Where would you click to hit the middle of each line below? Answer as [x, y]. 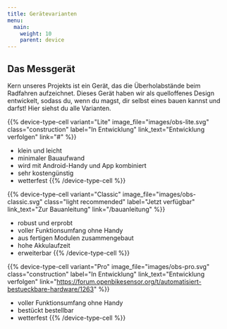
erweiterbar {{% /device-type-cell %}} [74, 253]
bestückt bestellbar [45, 310]
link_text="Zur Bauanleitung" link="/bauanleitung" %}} [86, 209]
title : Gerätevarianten [42, 14]
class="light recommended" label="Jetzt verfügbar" [119, 201]
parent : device [42, 40]
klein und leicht [39, 150]
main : [22, 27]
